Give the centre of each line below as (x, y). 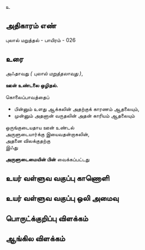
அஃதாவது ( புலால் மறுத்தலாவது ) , (44, 73)
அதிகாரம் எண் (31, 26)
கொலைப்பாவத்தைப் (27, 97)
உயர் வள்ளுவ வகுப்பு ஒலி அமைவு (62, 198)
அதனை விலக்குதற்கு (28, 140)
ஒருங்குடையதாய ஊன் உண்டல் (40, 127)
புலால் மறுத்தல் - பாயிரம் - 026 (41, 40)
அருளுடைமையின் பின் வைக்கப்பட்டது (47, 159)
